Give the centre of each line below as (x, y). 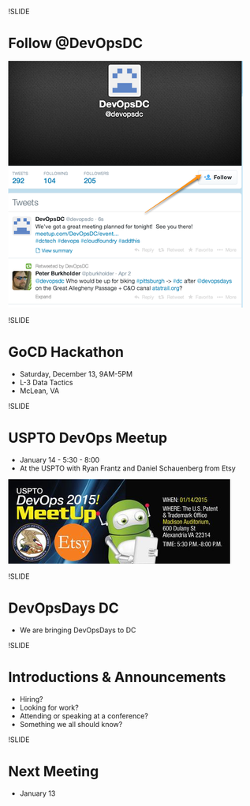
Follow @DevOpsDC (76, 43)
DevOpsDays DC (64, 608)
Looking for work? (49, 707)
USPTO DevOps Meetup (88, 438)
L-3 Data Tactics (46, 382)
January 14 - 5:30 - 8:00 (60, 459)
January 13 (37, 793)
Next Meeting (54, 771)
